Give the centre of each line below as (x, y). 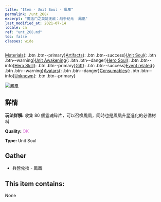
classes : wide (19, 41)
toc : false (16, 37)
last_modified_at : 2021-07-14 (36, 23)
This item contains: (35, 184)
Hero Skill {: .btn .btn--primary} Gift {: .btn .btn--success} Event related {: (85, 65)
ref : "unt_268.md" (24, 32)
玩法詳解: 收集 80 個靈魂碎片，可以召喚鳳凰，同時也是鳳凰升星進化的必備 (78, 115)
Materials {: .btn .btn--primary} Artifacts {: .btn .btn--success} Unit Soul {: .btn (81, 55)
